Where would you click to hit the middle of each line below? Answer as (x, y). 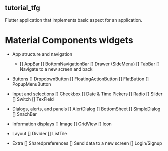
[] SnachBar (25, 114)
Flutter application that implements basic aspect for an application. (74, 20)
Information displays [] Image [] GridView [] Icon (62, 124)
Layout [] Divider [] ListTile (40, 133)
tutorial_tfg (23, 8)
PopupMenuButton (32, 84)
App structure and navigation (42, 54)
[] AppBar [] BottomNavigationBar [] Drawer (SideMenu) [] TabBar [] (90, 64)
